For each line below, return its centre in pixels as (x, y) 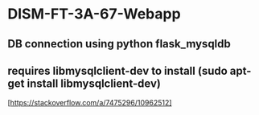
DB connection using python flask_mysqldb (119, 44)
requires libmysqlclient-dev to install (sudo (118, 70)
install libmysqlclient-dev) (94, 83)
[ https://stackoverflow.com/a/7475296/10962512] (90, 103)
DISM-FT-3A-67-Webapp (95, 14)
